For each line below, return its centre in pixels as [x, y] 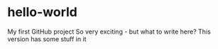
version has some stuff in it [47, 38]
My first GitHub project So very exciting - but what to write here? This [109, 31]
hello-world [43, 12]
